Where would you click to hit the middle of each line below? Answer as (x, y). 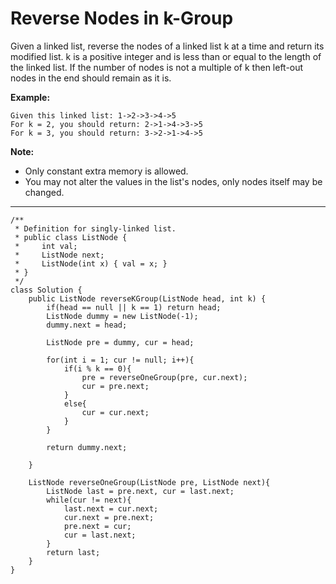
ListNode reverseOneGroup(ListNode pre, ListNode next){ (149, 482)
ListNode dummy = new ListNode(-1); (122, 316)
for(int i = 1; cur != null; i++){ (120, 360)
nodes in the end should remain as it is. (91, 78)
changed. (44, 192)
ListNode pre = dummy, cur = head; (120, 342)
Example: (30, 97)
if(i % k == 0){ (97, 368)
